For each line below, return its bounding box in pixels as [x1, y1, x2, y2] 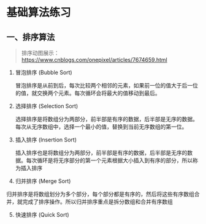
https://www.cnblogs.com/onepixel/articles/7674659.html [21, 56, 167, 63]
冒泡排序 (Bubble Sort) [15, 69, 72, 76]
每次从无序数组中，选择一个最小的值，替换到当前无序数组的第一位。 [15, 123, 188, 130]
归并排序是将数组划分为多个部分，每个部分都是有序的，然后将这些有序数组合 [6, 190, 200, 198]
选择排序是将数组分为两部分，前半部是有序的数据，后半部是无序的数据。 [15, 116, 198, 122]
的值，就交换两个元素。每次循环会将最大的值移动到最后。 [15, 89, 161, 97]
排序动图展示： [21, 50, 59, 56]
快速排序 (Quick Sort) [15, 211, 69, 218]
